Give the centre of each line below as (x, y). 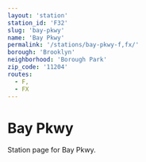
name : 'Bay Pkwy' (36, 38)
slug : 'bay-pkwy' (36, 30)
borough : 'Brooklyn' (42, 52)
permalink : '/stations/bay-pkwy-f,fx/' (73, 45)
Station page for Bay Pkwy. (52, 150)
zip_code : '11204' (38, 67)
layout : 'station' (38, 15)
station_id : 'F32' (38, 23)
